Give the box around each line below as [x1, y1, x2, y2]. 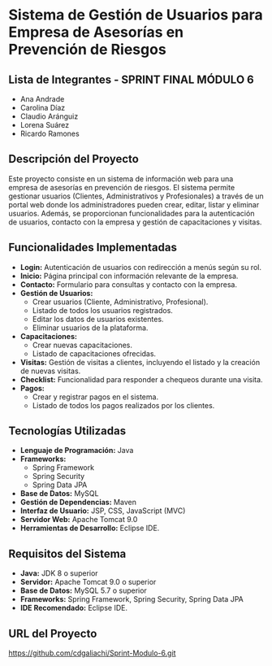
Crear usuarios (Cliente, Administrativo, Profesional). [32, 297, 209, 307]
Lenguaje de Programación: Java [19, 446, 134, 455]
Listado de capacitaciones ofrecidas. [32, 348, 157, 359]
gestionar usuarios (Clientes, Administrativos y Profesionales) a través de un [8, 191, 264, 201]
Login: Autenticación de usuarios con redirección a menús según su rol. [19, 262, 262, 272]
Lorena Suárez [19, 120, 70, 129]
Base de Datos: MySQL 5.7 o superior [19, 585, 148, 595]
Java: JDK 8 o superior [19, 568, 99, 578]
